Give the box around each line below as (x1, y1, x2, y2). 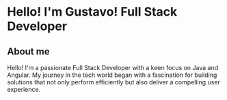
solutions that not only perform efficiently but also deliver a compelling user (7, 78, 220, 86)
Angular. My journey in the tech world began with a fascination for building (7, 71, 217, 79)
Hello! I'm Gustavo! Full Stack (7, 4, 178, 20)
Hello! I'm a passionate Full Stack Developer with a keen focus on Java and (7, 64, 219, 71)
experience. (7, 86, 41, 93)
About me (7, 46, 50, 57)
